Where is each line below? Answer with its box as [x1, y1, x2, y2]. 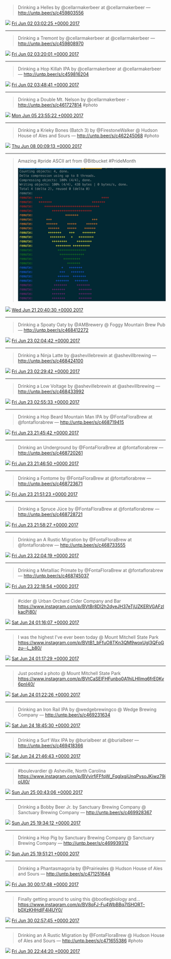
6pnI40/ [17, 681, 35, 687]
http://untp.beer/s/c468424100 [17, 358, 83, 364]
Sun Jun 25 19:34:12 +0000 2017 [11, 820, 81, 826]
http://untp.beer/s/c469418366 [17, 743, 83, 749]
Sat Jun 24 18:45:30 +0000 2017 [11, 723, 80, 729]
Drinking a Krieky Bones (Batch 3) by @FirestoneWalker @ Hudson [17, 127, 158, 133]
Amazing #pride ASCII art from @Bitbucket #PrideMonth [17, 158, 136, 164]
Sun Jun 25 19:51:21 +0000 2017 [11, 851, 80, 857]
